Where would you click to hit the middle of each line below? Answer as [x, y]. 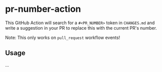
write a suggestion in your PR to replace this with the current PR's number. [81, 28]
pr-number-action [43, 9]
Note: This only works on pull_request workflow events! [63, 37]
